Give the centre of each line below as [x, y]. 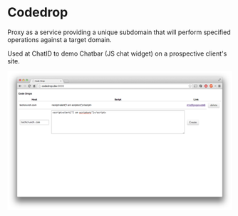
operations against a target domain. [59, 39]
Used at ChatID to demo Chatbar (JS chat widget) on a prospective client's [117, 53]
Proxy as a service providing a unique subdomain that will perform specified [119, 32]
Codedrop [38, 12]
